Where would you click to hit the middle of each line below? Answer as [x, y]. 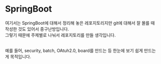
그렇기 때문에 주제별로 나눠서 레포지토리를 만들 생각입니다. [60, 35]
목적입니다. [21, 56]
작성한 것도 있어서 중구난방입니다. [37, 29]
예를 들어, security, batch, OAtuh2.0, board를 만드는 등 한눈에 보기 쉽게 [74, 50]
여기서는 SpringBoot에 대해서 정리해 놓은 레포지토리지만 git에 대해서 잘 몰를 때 [80, 23]
